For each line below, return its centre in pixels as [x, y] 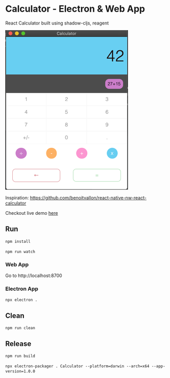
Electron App [22, 289]
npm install [18, 241]
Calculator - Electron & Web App [75, 9]
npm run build [20, 356]
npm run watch [20, 251]
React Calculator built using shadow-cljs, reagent [57, 23]
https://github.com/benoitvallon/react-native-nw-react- [88, 197]
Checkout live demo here [32, 213]
